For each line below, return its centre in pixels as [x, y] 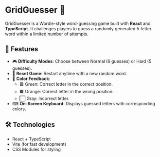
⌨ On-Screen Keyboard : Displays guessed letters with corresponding [84, 103]
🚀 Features [22, 49]
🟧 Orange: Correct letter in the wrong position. [66, 91]
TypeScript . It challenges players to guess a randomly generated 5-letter [78, 28]
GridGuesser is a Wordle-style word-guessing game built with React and [78, 23]
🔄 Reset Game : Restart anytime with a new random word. [70, 73]
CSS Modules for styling [36, 149]
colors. [19, 109]
